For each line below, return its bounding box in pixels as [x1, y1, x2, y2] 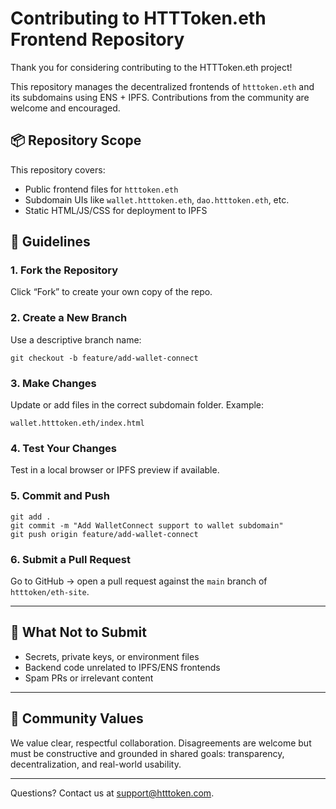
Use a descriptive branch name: [10, 333, 142, 346]
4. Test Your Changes [10, 441, 117, 455]
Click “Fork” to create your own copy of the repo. [10, 286, 213, 298]
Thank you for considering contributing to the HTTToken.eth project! [10, 61, 293, 73]
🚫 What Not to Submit [10, 624, 147, 641]
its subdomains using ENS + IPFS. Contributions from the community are [10, 91, 310, 103]
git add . [10, 512, 52, 522]
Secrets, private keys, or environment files [24, 650, 200, 662]
